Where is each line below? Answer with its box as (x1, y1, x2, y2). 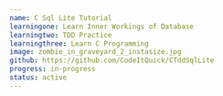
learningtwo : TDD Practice (9, 30, 112, 39)
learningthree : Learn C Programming (9, 38, 149, 48)
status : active (9, 73, 68, 82)
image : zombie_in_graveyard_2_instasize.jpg (9, 48, 182, 57)
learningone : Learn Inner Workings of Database (9, 22, 195, 31)
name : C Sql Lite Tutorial (9, 13, 112, 23)
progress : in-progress (9, 65, 96, 74)
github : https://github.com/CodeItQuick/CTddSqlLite (9, 56, 215, 65)
